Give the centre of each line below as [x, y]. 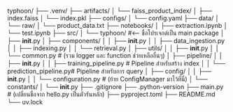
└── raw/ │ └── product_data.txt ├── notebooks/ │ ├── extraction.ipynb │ [118, 25]
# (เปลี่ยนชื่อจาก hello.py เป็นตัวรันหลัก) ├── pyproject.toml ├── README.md [111, 94]
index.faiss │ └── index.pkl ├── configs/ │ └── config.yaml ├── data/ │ [113, 18]
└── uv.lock [25, 102]
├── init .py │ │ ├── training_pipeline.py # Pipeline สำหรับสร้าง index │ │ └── [116, 63]
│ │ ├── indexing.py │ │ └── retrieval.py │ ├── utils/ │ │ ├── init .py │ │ [113, 48]
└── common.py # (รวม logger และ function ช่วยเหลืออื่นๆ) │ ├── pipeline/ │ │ [115, 55]
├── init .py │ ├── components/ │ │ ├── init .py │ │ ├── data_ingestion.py [116, 41]
